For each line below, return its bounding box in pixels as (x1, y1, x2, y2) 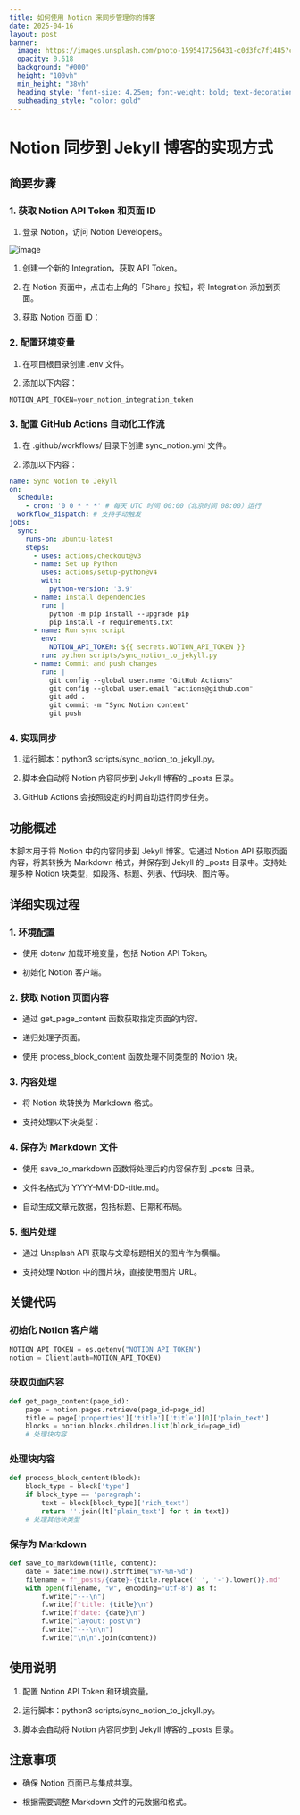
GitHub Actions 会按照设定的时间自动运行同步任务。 (21, 792, 214, 803)
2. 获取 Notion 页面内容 (9, 991, 110, 1003)
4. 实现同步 (9, 732, 57, 745)
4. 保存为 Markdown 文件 (9, 1141, 118, 1153)
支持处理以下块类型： (21, 1117, 101, 1128)
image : (17, 46, 42, 55)
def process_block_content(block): (9, 1474, 142, 1483)
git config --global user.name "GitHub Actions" (48, 676, 234, 685)
